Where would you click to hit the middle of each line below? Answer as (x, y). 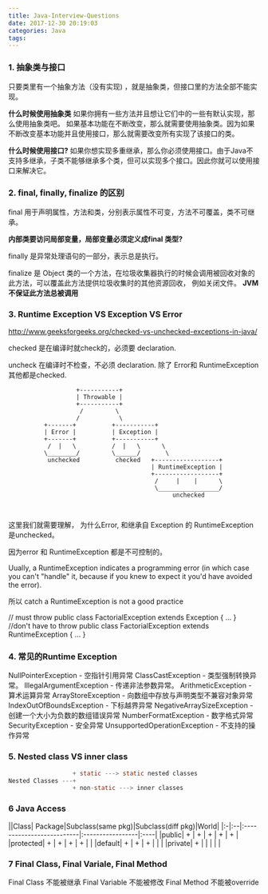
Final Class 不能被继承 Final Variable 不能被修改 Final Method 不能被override (134, 882)
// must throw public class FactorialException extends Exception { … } (122, 617)
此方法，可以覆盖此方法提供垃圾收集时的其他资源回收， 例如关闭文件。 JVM (134, 283)
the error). (25, 585)
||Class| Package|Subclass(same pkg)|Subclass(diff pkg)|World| (114, 826)
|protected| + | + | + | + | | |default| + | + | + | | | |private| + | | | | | (114, 843)
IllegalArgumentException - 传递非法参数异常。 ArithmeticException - (138, 685)
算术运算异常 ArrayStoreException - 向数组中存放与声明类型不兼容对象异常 (131, 696)
